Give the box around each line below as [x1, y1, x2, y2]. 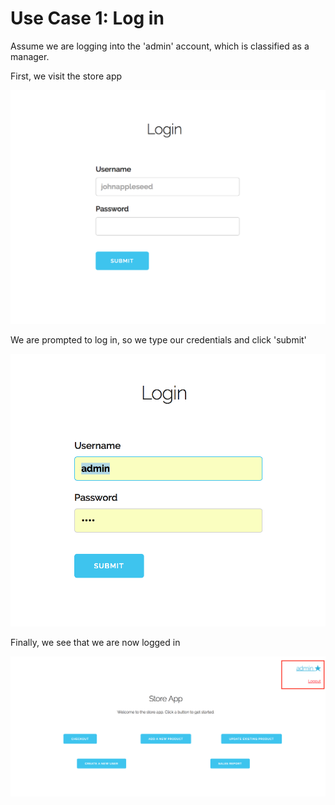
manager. [10, 50, 50, 62]
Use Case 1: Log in [10, 7, 165, 30]
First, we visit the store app [10, 70, 123, 82]
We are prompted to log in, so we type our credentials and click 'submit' [10, 334, 307, 346]
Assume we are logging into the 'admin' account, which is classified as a [10, 40, 310, 52]
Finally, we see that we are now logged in [10, 636, 181, 648]
